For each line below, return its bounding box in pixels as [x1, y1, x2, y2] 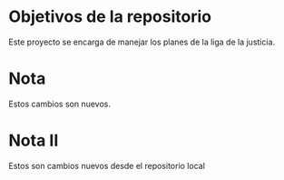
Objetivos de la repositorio [8, 6, 212, 27]
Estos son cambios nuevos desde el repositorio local [8, 160, 206, 171]
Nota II [8, 130, 59, 151]
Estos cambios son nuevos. [8, 98, 111, 109]
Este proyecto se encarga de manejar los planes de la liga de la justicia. [8, 36, 276, 47]
